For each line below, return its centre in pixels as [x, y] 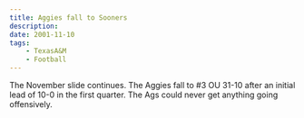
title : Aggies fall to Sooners [69, 18]
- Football [46, 59]
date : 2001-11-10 [42, 34]
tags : [20, 43]
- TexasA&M [46, 51]
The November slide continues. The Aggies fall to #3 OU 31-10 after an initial [152, 85]
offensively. [31, 104]
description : [34, 26]
